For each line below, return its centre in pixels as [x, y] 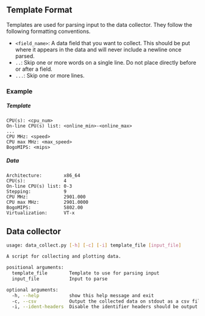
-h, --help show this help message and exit [83, 295]
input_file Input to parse [60, 279]
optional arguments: [33, 290]
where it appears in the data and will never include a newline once [98, 49]
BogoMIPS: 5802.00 [45, 207]
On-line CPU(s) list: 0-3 [39, 186]
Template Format [39, 10]
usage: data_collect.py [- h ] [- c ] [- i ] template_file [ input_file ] [94, 246]
